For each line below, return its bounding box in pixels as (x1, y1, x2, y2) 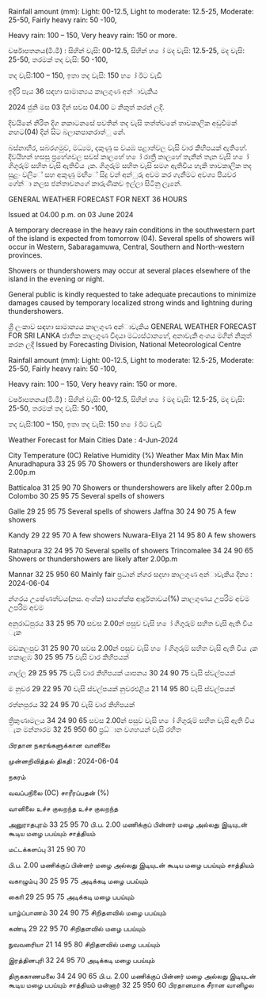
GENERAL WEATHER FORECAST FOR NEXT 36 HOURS (8, 194, 188, 204)
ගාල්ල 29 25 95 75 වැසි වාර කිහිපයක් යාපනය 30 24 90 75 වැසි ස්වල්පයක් (8, 668, 236, 677)
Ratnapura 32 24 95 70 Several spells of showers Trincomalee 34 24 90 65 (8, 546, 253, 555)
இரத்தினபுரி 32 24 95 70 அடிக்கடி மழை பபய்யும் (8, 955, 155, 965)
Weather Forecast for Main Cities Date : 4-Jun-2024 (8, 435, 178, 445)
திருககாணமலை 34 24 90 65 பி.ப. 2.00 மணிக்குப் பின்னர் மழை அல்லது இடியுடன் (8, 971, 256, 981)
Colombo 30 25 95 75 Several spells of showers (8, 491, 165, 500)
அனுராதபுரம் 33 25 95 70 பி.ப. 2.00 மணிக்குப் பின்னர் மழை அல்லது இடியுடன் (8, 820, 248, 829)
